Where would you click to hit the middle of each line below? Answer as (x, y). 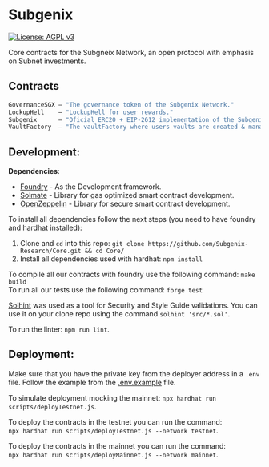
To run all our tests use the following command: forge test (105, 290)
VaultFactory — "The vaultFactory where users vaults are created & (127, 127)
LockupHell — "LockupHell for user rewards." (91, 112)
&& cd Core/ (104, 251)
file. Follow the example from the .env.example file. (92, 382)
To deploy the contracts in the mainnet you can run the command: (117, 445)
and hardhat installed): (45, 228)
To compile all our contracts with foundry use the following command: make (132, 275)
